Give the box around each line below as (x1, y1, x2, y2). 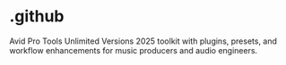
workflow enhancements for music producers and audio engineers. (9, 45, 258, 55)
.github (9, 6, 65, 27)
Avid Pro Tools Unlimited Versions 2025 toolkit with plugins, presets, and (9, 36, 278, 46)
